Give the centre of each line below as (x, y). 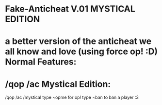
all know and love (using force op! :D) (81, 52)
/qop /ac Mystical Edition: (58, 84)
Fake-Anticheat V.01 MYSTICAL (70, 9)
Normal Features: (41, 62)
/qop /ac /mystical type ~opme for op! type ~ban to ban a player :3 (72, 97)
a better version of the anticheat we (78, 41)
